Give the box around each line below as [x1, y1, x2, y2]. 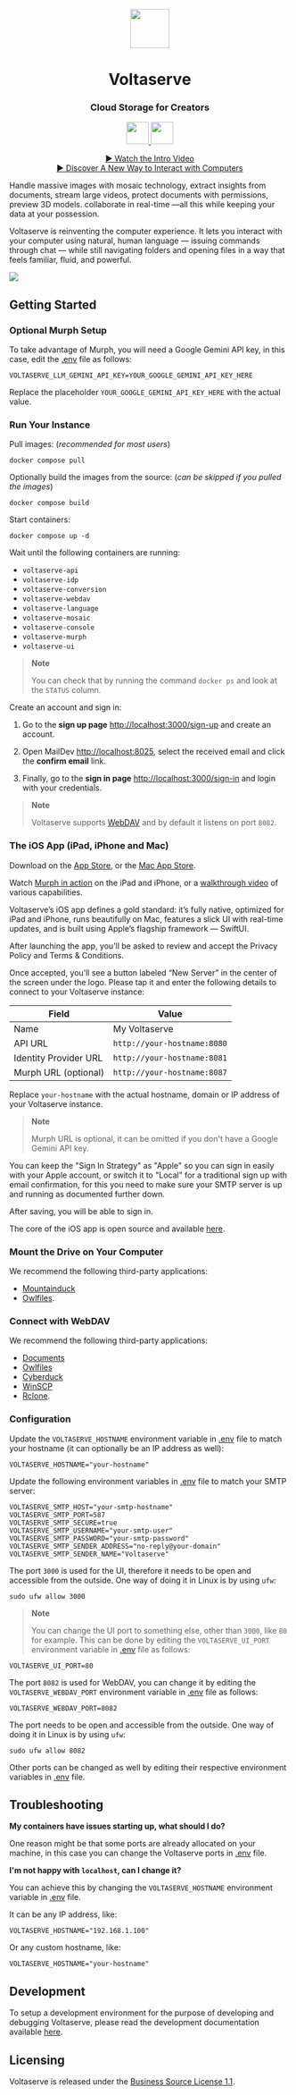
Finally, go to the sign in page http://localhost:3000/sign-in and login [21, 773, 276, 784]
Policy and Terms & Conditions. [9, 950, 125, 960]
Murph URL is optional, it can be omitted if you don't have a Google [30, 1133, 278, 1144]
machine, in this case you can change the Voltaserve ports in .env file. [9, 1847, 267, 1859]
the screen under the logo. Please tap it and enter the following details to [9, 976, 276, 987]
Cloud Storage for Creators [90, 101, 210, 114]
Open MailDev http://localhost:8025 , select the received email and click [21, 747, 285, 757]
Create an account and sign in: [9, 702, 122, 713]
